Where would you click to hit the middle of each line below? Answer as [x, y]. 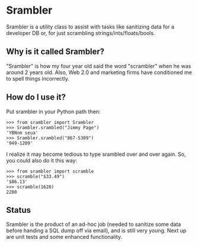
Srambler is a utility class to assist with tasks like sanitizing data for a [90, 27]
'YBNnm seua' [22, 133]
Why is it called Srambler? [55, 52]
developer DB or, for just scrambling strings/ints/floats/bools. [81, 33]
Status [19, 210]
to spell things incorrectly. [38, 78]
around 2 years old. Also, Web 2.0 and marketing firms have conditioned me [99, 72]
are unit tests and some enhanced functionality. [64, 237]
